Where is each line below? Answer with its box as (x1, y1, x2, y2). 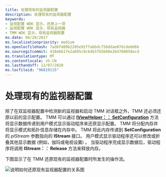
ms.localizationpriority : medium (5, 40, 75, 45)
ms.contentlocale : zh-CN (5, 58, 57, 63)
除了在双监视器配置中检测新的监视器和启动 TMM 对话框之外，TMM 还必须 (5, 108, 157, 114)
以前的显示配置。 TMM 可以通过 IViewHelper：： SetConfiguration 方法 (9, 114, 159, 120)
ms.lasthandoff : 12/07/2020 (5, 63, 64, 68)
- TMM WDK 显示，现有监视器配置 (5, 30, 65, 35)
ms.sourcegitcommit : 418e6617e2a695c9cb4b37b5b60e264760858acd (5, 49, 140, 54)
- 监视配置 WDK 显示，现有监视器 (5, 26, 66, 31)
